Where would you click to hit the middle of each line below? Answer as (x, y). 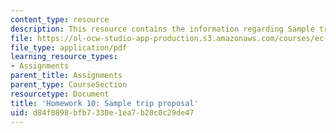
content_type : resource (60, 19)
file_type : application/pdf (69, 47)
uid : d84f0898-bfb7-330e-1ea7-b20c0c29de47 (102, 112)
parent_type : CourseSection (69, 85)
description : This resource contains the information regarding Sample (162, 29)
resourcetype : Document (60, 94)
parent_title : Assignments (66, 76)
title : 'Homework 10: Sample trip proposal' (104, 103)
